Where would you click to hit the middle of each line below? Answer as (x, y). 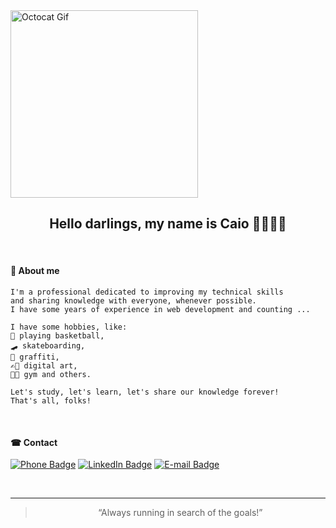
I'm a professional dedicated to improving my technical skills (147, 292)
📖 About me (35, 271)
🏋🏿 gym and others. (51, 375)
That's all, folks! (51, 401)
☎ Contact (34, 442)
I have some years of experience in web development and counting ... (160, 310)
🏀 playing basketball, (57, 336)
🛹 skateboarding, (48, 346)
